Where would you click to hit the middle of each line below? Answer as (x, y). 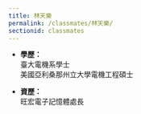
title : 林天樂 (30, 16)
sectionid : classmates (46, 31)
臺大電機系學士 (45, 64)
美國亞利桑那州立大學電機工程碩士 (77, 75)
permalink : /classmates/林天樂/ (61, 23)
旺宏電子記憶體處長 (52, 102)
